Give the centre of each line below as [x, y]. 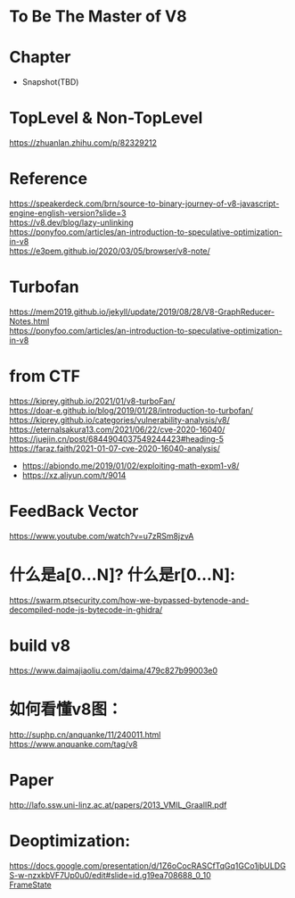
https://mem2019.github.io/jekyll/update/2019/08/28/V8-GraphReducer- [142, 312]
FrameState [30, 885]
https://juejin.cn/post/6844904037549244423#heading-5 [117, 438]
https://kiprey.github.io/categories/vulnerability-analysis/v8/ [119, 420]
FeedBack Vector [74, 511]
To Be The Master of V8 [98, 17]
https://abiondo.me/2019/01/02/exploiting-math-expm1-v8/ [131, 465]
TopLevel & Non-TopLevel [106, 118]
